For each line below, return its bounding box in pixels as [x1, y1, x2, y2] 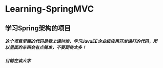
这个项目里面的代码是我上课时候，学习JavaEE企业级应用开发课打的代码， [5, 38, 153, 44]
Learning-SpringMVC [5, 3, 94, 15]
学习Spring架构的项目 [5, 24, 71, 32]
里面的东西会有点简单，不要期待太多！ [9, 45, 86, 51]
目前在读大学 [5, 57, 31, 64]
